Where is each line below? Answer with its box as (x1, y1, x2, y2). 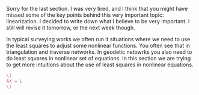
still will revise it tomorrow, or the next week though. (6, 24, 135, 31)
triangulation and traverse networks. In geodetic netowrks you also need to (6, 48, 192, 56)
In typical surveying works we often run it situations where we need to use (6, 36, 191, 42)
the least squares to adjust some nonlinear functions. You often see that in (6, 42, 191, 49)
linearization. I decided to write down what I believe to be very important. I (6, 18, 190, 24)
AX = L (6, 78, 23, 84)
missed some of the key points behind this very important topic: (6, 11, 164, 19)
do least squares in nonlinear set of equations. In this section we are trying (6, 55, 191, 62)
